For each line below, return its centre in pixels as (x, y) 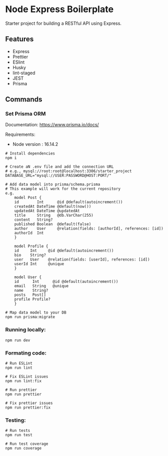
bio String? (30, 255)
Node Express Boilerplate (60, 9)
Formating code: (26, 353)
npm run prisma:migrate (30, 317)
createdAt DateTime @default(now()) (53, 207)
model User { (28, 277)
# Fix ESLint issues (27, 377)
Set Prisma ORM (26, 114)
